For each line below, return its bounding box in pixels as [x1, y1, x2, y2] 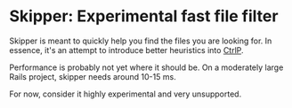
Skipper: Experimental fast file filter [9, 6, 279, 27]
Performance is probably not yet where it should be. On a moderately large [9, 62, 284, 73]
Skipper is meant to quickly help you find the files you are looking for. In [9, 35, 272, 46]
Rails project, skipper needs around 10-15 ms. [9, 71, 176, 81]
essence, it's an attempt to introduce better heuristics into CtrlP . [9, 44, 244, 55]
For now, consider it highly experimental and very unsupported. [9, 89, 242, 99]
